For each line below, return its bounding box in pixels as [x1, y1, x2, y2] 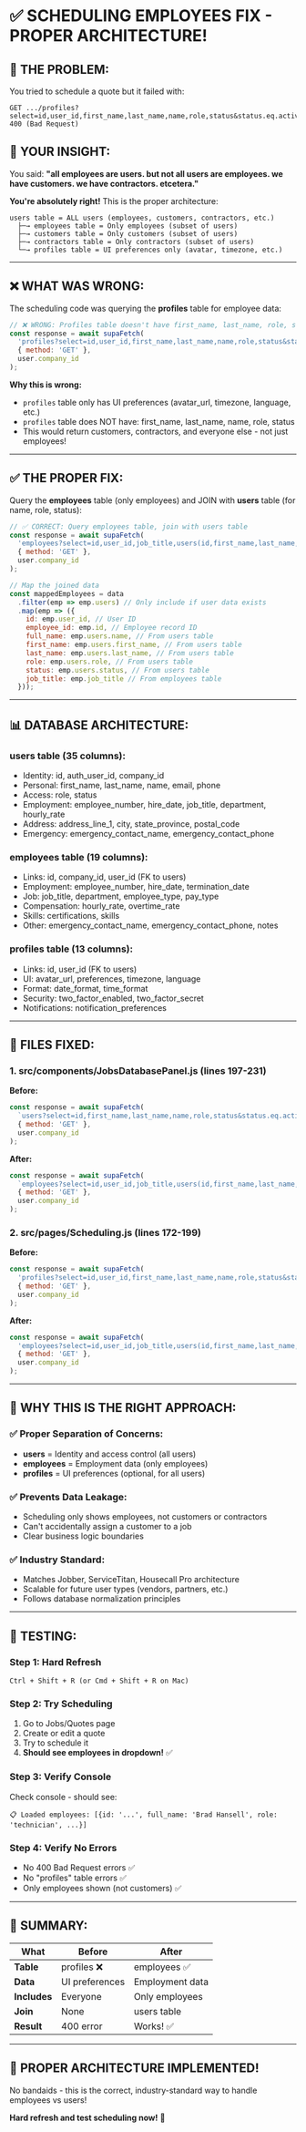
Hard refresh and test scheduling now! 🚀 [9, 2112, 166, 2123]
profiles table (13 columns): [9, 942, 134, 955]
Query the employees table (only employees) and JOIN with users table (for [9, 494, 296, 506]
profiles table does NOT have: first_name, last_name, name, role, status [22, 416, 295, 427]
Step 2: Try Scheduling [9, 1697, 113, 1710]
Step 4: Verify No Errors [9, 1841, 117, 1854]
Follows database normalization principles [22, 1593, 181, 1604]
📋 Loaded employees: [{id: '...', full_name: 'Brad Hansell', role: [9, 1810, 278, 1819]
